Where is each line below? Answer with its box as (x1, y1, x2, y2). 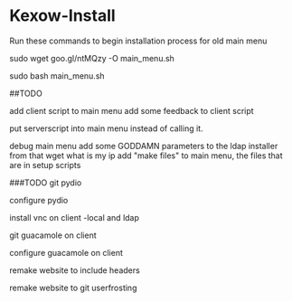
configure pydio (9, 194, 69, 205)
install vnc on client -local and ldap (9, 212, 140, 222)
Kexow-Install (9, 5, 116, 26)
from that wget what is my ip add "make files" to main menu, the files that (9, 150, 283, 161)
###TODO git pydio (9, 177, 82, 188)
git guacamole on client (9, 230, 97, 241)
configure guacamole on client (9, 247, 124, 258)
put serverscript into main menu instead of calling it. (9, 123, 203, 134)
